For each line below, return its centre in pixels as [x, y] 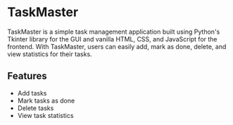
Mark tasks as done [46, 100]
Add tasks [32, 93]
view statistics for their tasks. [50, 54]
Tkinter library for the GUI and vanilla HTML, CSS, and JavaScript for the [112, 39]
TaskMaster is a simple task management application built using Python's [114, 32]
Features [27, 76]
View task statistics [45, 115]
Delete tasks [36, 108]
